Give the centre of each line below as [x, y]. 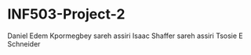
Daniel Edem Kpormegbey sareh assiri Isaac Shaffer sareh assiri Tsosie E [125, 36]
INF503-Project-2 [66, 14]
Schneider [24, 43]
